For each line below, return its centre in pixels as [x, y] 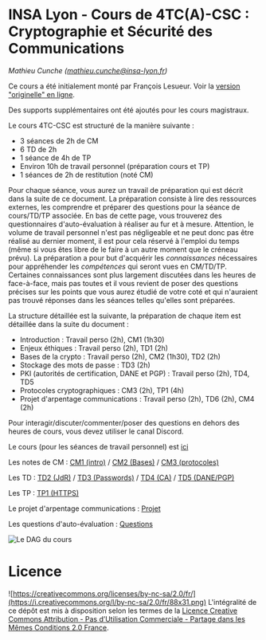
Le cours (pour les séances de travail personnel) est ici [98, 446]
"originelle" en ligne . [42, 94]
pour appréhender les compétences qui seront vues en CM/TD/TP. [117, 266]
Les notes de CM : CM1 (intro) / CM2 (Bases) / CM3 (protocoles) [113, 462]
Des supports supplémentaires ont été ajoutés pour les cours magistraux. [129, 110]
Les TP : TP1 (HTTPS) [44, 493]
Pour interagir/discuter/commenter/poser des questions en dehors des [124, 422]
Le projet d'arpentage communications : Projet [84, 508]
